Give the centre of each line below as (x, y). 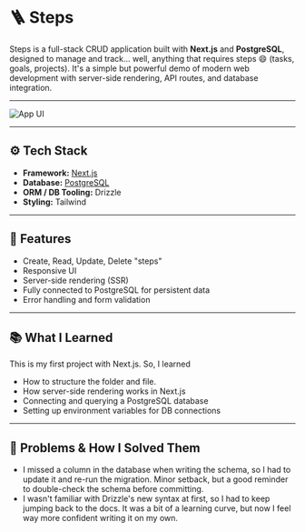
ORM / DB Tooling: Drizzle (72, 192)
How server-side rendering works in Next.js (104, 391)
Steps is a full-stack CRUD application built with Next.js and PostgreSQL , (147, 49)
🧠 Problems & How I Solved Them (105, 448)
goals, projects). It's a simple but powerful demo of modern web (129, 68)
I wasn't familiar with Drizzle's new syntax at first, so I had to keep (146, 499)
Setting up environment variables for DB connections (121, 411)
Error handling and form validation (86, 299)
